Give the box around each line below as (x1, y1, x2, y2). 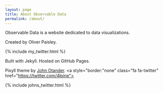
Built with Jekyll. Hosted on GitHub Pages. (5, 58, 90, 64)
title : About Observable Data (5, 12, 67, 17)
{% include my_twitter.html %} (5, 48, 66, 54)
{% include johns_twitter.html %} (5, 82, 71, 88)
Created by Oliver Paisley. (5, 39, 57, 45)
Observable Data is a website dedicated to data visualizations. (5, 30, 130, 36)
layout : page (5, 7, 32, 12)
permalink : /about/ (5, 16, 45, 21)
